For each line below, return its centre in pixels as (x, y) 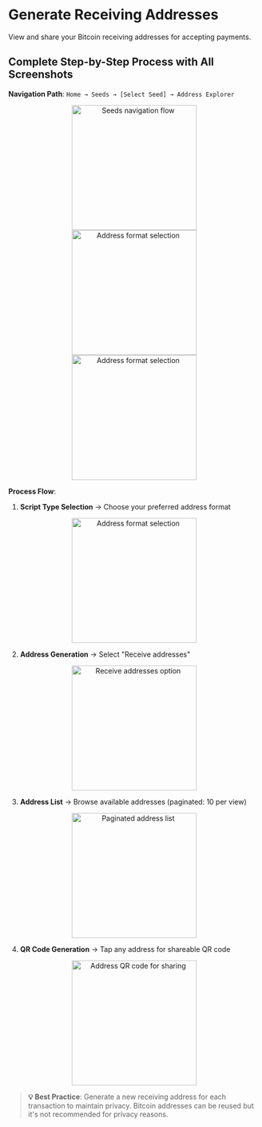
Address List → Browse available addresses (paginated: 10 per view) (133, 801)
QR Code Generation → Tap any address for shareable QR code (125, 949)
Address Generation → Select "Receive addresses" (105, 654)
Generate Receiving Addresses (113, 15)
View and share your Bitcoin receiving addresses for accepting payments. (130, 37)
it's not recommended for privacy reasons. (98, 1114)
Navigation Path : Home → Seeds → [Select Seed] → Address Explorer (121, 94)
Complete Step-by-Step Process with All (111, 62)
